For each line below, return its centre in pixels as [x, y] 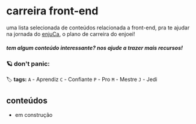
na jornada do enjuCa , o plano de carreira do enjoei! [71, 34]
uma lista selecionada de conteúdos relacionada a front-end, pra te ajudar [98, 28]
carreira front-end [52, 11]
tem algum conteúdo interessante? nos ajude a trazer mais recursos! [95, 48]
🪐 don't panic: [28, 63]
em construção [34, 115]
